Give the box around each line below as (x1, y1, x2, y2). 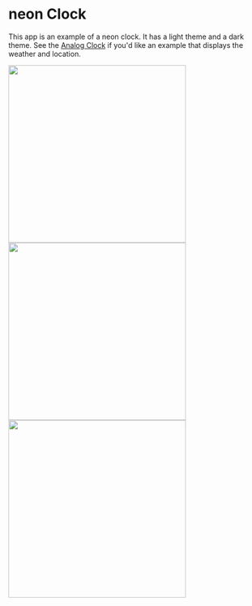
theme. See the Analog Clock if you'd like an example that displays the (8, 40, 244, 49)
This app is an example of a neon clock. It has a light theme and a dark (8, 32, 245, 41)
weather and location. (8, 49, 81, 58)
